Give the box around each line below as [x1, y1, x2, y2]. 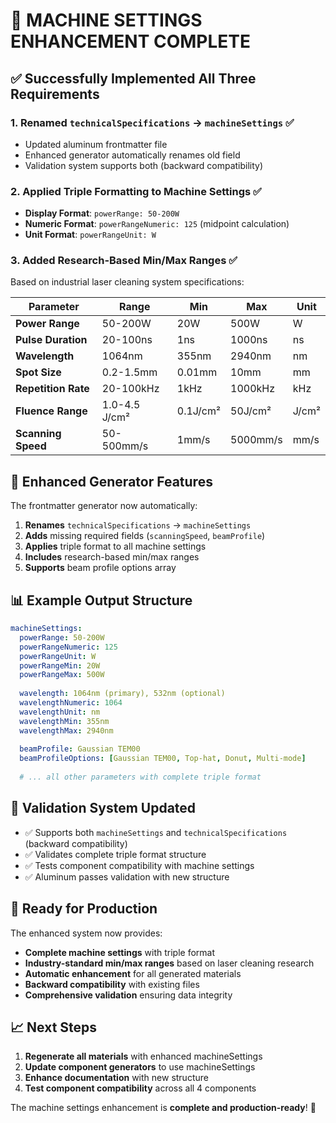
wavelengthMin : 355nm [19, 716, 110, 726]
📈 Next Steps [10, 1019, 98, 1036]
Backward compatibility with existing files [24, 978, 200, 990]
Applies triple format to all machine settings [24, 540, 207, 553]
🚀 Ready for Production [10, 900, 158, 918]
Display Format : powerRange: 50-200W [24, 207, 180, 219]
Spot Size [15, 365, 62, 379]
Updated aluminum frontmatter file [24, 138, 168, 150]
